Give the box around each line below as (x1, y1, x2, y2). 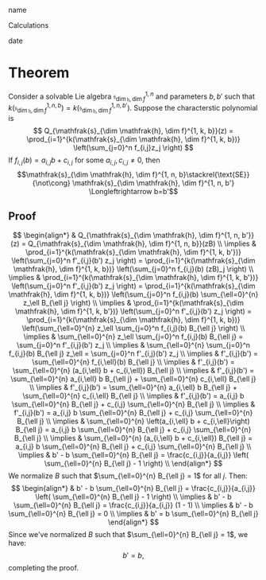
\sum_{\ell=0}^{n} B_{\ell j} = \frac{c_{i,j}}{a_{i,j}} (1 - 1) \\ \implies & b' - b (13, 500, 254, 510)
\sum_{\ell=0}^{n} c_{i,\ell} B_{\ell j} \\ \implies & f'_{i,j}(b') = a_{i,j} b (22, 391, 245, 401)
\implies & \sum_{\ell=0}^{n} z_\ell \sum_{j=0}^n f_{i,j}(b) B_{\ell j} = (23, 332, 244, 341)
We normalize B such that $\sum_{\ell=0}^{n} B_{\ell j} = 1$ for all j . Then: (8, 471, 248, 481)
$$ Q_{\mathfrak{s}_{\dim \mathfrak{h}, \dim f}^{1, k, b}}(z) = (33, 126, 234, 135)
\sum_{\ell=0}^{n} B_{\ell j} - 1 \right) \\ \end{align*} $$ (44, 459, 223, 469)
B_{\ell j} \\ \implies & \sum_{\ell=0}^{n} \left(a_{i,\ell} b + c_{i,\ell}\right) (17, 416, 250, 426)
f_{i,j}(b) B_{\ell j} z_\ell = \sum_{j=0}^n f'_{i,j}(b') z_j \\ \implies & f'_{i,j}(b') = (9, 348, 258, 359)
